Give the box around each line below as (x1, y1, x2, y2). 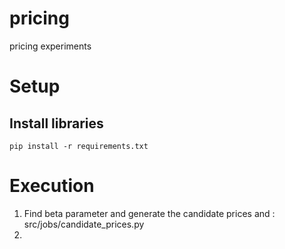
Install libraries (9, 115, 104, 132)
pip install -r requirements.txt (9, 141, 149, 151)
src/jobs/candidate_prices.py (23, 218, 145, 230)
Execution (9, 175, 95, 197)
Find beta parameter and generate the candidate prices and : (23, 207, 276, 219)
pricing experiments (9, 40, 92, 52)
